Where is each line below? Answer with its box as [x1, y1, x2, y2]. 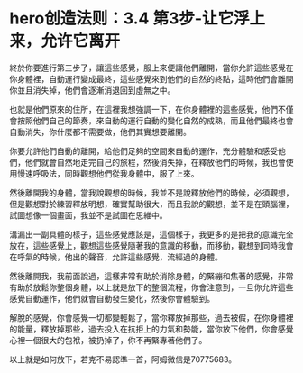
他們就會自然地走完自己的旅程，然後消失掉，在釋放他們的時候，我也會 [24, 157, 286, 168]
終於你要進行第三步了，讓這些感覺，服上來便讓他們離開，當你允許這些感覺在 [9, 62, 294, 73]
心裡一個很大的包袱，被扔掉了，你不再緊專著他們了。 [9, 334, 207, 345]
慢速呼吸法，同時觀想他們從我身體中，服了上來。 [16, 168, 199, 178]
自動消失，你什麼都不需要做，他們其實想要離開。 [9, 126, 191, 137]
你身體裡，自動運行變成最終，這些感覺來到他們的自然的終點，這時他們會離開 [9, 73, 294, 84]
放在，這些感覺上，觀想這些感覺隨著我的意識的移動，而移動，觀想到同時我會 [9, 240, 294, 250]
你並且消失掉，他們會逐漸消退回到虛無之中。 [9, 85, 176, 96]
